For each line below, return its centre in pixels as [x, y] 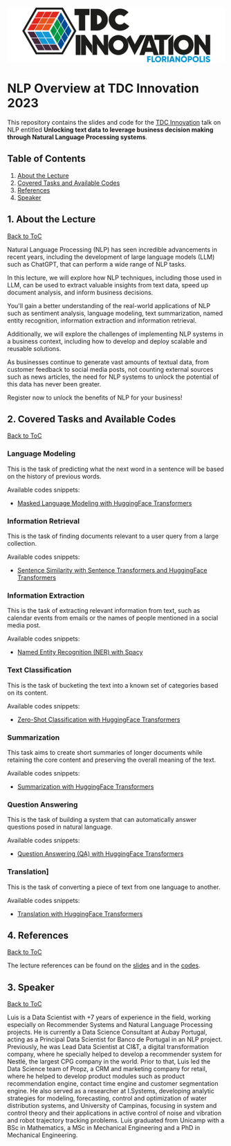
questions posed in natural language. [60, 827]
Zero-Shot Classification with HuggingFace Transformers [99, 719]
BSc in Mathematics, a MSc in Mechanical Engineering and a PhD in [104, 1128]
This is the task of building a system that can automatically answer [102, 820]
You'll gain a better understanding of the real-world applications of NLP [109, 305]
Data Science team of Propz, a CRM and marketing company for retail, [107, 1069]
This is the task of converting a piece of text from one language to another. [114, 887]
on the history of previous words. [54, 476]
